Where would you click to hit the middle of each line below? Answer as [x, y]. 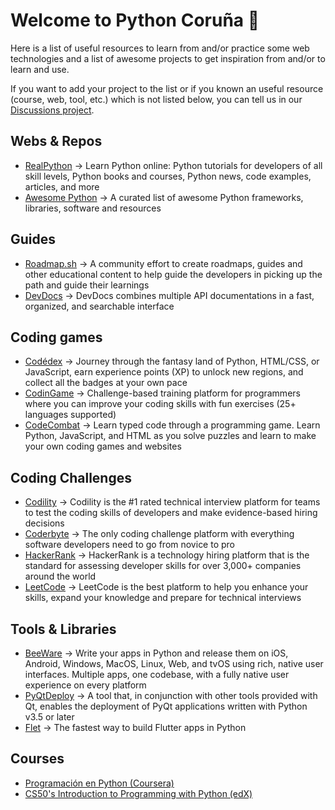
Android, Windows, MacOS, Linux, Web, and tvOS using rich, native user [174, 663]
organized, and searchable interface [99, 306]
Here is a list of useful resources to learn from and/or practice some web [160, 48]
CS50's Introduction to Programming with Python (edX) [138, 793]
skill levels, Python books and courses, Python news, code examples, [168, 176]
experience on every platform [85, 685]
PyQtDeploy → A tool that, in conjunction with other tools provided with [171, 695]
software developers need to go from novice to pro [130, 545]
